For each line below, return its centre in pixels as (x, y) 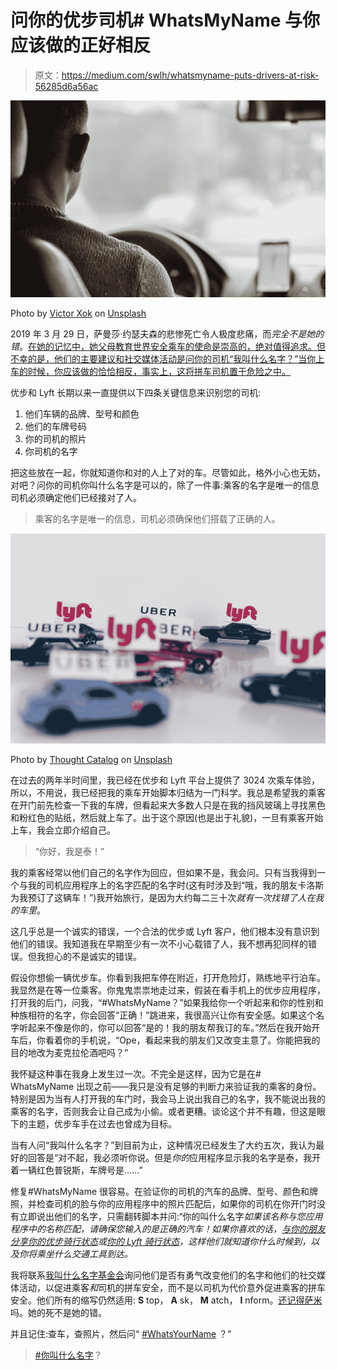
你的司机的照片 (55, 438)
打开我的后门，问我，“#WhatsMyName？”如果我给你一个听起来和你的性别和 (167, 1002)
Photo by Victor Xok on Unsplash (78, 313)
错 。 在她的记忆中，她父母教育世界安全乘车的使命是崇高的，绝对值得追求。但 (168, 346)
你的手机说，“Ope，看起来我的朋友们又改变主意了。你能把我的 (191, 1040)
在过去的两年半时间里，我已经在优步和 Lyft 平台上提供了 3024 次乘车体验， (165, 780)
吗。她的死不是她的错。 (58, 1312)
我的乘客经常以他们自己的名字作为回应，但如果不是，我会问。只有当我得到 (163, 872)
